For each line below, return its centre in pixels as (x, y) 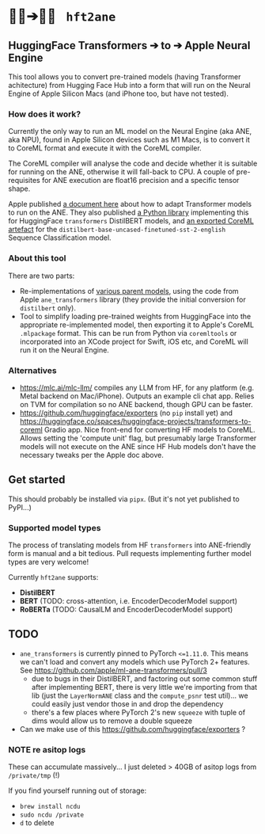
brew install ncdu (50, 807)
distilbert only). (48, 307)
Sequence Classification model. (60, 238)
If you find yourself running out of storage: (78, 790)
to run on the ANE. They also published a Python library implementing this (129, 212)
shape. (19, 189)
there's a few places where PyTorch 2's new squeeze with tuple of (138, 712)
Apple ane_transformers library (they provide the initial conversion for (133, 299)
